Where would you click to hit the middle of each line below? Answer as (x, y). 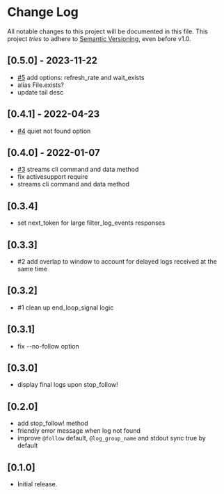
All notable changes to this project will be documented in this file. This (108, 31)
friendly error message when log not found (79, 431)
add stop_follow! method (53, 423)
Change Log (43, 12)
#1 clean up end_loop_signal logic (65, 308)
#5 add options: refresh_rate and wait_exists (81, 77)
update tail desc (40, 92)
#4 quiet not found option (54, 131)
